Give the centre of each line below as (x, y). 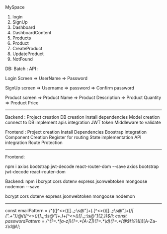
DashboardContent (32, 33)
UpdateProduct (28, 54)
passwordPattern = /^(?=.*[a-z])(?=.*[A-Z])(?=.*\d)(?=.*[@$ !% (70, 221)
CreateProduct (27, 48)
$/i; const (117, 216)
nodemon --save (22, 187)
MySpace (15, 7)
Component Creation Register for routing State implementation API (73, 137)
